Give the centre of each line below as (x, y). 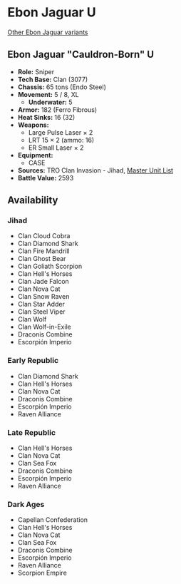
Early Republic (33, 361)
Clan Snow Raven (43, 297)
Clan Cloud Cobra (44, 236)
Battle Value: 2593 (46, 178)
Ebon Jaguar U (52, 12)
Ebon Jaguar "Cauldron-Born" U (81, 55)
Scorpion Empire (42, 573)
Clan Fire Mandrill (43, 251)
